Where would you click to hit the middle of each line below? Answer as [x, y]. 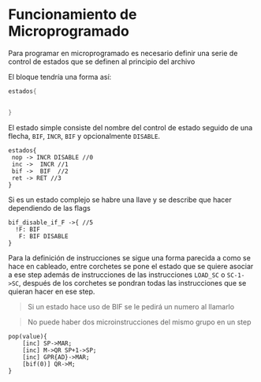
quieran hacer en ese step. [52, 291]
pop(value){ [28, 336]
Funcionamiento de [73, 15]
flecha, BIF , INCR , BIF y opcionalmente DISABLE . [84, 136]
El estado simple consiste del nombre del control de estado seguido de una [130, 127]
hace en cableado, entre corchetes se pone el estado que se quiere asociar [131, 266]
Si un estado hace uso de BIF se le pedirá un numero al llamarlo [131, 306]
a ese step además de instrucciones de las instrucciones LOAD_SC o [117, 275]
